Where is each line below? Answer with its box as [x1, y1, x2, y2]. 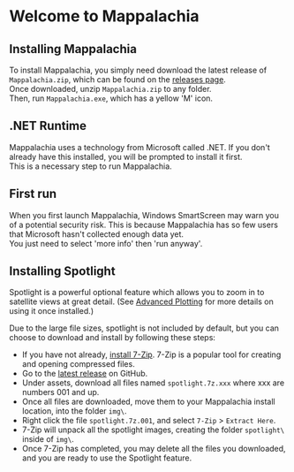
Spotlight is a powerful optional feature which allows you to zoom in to [9, 287, 265, 298]
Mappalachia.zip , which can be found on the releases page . [9, 74, 227, 85]
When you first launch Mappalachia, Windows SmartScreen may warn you [9, 209, 280, 220]
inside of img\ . [21, 434, 75, 445]
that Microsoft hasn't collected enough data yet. [9, 228, 184, 240]
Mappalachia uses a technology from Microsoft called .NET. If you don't [9, 141, 271, 152]
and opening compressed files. [21, 359, 135, 369]
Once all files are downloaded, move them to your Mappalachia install [21, 396, 275, 407]
